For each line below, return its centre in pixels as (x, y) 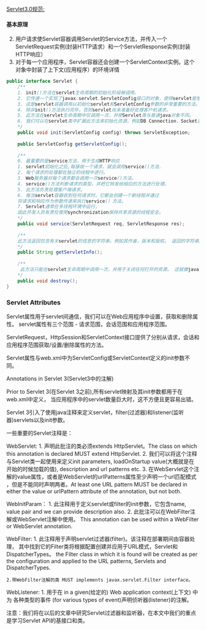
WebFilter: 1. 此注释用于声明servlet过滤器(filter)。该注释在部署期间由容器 (98, 539)
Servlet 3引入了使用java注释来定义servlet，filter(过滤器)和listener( (90, 412)
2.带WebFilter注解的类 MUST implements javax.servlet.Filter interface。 (100, 580)
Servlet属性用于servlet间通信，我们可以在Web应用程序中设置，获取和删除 (100, 316)
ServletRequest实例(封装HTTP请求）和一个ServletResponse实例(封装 (103, 47)
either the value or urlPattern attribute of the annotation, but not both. (94, 491)
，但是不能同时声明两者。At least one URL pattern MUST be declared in (97, 484)
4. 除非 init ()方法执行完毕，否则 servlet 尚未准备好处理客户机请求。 (94, 110)
